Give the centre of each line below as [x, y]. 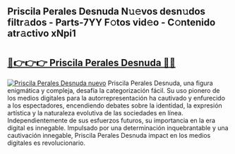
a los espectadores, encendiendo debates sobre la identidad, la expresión [115, 105]
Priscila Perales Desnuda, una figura [160, 83]
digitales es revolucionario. [47, 143]
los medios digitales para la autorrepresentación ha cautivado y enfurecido [116, 98]
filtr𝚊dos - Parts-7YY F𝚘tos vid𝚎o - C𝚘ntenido [112, 23]
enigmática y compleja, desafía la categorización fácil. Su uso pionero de [114, 90]
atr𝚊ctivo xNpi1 [42, 33]
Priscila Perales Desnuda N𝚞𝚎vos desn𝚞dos [107, 12]
